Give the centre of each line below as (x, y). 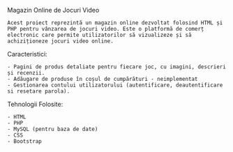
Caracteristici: (27, 54)
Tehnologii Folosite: (35, 104)
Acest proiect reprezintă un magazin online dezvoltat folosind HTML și (115, 23)
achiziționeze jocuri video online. (60, 41)
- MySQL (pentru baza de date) (53, 129)
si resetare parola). (39, 91)
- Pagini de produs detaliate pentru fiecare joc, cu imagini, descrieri (117, 67)
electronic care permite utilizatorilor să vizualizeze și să (99, 35)
